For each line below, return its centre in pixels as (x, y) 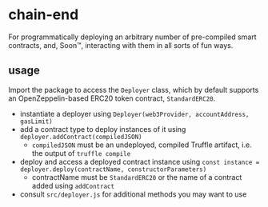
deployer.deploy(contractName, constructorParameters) (113, 169)
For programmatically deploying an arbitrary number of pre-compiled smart (133, 37)
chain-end (44, 15)
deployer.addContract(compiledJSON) (81, 137)
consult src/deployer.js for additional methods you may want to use (133, 194)
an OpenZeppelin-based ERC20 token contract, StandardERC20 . (112, 98)
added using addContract (73, 185)
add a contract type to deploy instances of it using (103, 129)
